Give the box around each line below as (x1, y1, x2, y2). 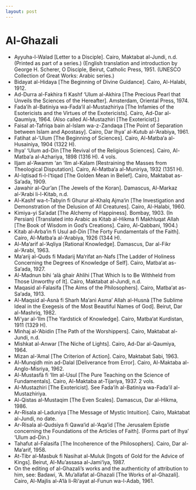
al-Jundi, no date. (13, 415, 57, 422)
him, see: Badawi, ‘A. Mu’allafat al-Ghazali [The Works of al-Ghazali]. (13, 471, 180, 478)
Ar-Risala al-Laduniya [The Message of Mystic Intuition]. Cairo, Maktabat (13, 408, 190, 415)
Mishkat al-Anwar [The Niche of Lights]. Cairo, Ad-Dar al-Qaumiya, (13, 340, 176, 347)
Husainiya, (13, 140, 40, 147)
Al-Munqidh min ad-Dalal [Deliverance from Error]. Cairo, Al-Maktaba (13, 359, 182, 366)
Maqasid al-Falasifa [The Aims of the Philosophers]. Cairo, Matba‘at (13, 284, 177, 291)
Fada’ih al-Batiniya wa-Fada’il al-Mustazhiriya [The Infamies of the (13, 103, 174, 110)
